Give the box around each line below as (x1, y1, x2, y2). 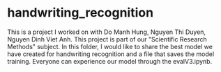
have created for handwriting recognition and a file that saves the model (7, 50, 215, 58)
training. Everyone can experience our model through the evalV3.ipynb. (7, 57, 213, 65)
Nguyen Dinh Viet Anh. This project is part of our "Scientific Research (7, 35, 207, 43)
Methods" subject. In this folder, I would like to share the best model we (7, 42, 213, 51)
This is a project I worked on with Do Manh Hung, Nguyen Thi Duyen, (7, 28, 206, 36)
